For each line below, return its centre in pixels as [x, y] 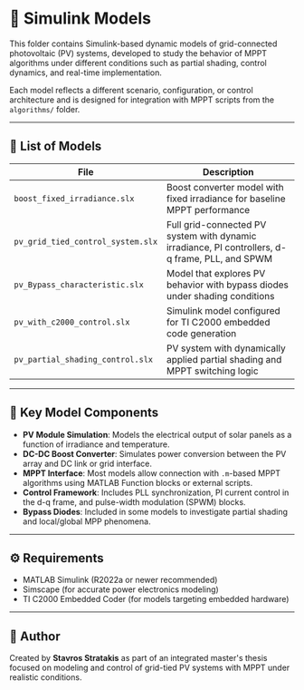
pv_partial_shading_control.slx [84, 359]
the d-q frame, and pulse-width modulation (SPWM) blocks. [134, 501]
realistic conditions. [46, 677]
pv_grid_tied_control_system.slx [86, 241]
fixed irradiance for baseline [226, 199]
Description [228, 171]
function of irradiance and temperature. [96, 444]
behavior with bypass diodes [228, 285]
